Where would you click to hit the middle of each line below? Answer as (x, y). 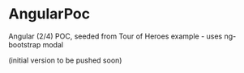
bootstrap (25, 44)
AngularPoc (49, 14)
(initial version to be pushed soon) (65, 60)
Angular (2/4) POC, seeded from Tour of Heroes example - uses (116, 36)
